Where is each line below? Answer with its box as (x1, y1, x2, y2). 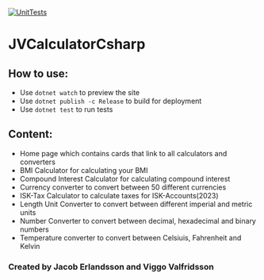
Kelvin (19, 241, 40, 251)
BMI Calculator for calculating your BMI (19, 165, 148, 175)
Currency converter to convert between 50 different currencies (19, 182, 227, 192)
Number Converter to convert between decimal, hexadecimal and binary (19, 216, 256, 225)
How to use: (8, 67, 69, 80)
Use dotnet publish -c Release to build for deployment (19, 96, 202, 105)
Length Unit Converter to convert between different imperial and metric (19, 199, 253, 209)
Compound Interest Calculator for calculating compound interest (19, 174, 231, 183)
